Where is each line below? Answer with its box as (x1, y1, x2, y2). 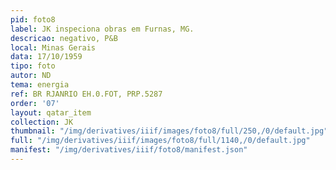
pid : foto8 (10, 14, 56, 25)
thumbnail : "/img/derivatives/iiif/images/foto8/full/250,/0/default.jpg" (10, 126, 329, 136)
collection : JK (10, 117, 74, 127)
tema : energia (10, 80, 70, 90)
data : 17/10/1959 (10, 52, 83, 62)
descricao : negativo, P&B (10, 33, 118, 43)
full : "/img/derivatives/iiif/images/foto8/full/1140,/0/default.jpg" (10, 136, 311, 146)
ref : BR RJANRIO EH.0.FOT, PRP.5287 (10, 89, 163, 99)
